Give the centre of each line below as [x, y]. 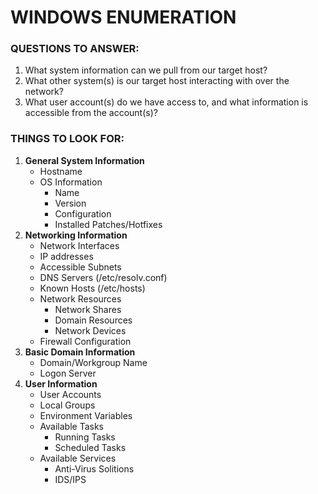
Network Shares [88, 309]
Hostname [61, 171]
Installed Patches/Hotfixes [108, 224]
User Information [61, 383]
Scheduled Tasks [90, 447]
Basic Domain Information [80, 352]
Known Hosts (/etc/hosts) [92, 288]
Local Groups [67, 405]
